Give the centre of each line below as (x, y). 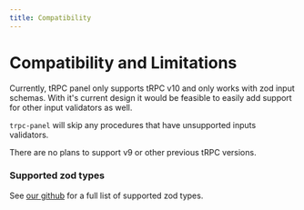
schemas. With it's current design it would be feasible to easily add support (151, 97)
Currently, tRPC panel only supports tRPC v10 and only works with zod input (152, 88)
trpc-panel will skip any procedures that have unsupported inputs (133, 125)
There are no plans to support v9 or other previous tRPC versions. (133, 152)
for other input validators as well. (71, 107)
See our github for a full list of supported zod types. (106, 195)
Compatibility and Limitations (123, 62)
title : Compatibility (51, 18)
